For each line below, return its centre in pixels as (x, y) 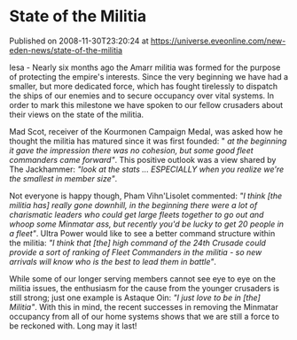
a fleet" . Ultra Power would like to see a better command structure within (142, 233)
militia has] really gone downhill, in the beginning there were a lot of (133, 205)
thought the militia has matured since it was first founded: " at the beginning (148, 141)
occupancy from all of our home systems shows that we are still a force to (144, 316)
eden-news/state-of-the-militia (66, 50)
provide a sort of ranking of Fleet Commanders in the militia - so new (136, 252)
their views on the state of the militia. (77, 114)
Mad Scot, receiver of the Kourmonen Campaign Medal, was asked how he (146, 131)
